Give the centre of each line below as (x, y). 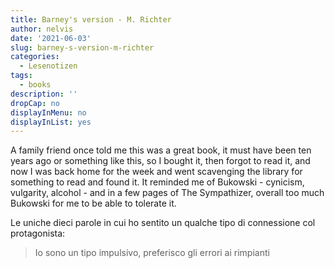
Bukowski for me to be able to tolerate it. (93, 203)
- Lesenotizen (48, 66)
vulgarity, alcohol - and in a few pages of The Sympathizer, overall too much (167, 193)
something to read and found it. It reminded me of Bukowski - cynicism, (157, 182)
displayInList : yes (51, 122)
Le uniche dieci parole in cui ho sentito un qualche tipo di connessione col (163, 223)
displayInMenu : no (48, 112)
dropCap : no (35, 103)
